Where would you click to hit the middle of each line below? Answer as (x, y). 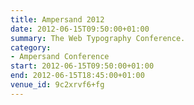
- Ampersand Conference (60, 57)
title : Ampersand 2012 (57, 19)
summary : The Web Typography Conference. (98, 38)
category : (31, 47)
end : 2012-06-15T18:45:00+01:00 (77, 76)
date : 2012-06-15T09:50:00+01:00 (80, 29)
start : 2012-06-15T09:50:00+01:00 (82, 66)
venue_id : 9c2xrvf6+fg (57, 85)
